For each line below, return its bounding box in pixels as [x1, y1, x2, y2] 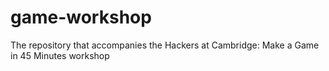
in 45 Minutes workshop [10, 49, 110, 61]
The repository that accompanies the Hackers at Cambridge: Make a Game [10, 39, 320, 51]
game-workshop [10, 6, 152, 29]
